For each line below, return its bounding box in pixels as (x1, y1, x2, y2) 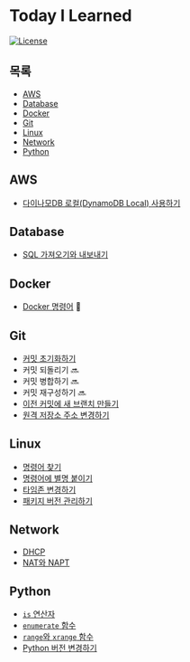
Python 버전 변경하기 (22, 643, 97, 654)
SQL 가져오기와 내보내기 (22, 250, 109, 260)
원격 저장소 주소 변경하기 (22, 410, 110, 421)
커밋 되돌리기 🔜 (22, 364, 79, 375)
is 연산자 (22, 609, 56, 619)
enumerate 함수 (22, 620, 77, 631)
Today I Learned (9, 5, 132, 26)
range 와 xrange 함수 (22, 631, 95, 642)
